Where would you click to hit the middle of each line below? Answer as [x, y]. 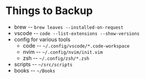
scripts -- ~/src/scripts [43, 64]
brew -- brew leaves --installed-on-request [69, 27]
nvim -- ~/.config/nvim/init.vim [63, 51]
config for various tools [42, 39]
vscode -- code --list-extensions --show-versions [77, 33]
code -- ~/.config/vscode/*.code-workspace [76, 46]
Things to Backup [49, 11]
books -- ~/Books [35, 70]
